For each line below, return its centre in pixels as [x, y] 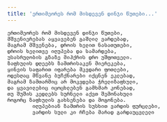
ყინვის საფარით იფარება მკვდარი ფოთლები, [68, 69]
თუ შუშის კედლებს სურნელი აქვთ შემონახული [70, 94]
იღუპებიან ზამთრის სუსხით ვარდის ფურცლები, [96, 106]
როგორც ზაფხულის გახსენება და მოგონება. [67, 100]
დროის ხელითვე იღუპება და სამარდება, [62, 51]
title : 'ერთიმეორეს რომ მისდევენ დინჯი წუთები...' [82, 14]
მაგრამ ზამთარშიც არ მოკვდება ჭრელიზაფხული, [73, 82]
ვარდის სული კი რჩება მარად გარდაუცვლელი [94, 112]
